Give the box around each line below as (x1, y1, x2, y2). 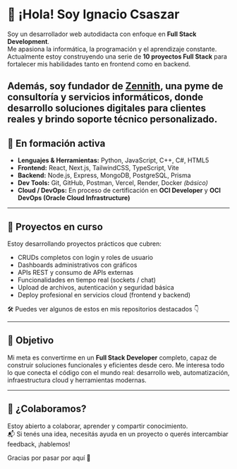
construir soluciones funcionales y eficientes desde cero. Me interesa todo (7, 360, 225, 369)
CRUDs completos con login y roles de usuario (17, 253, 154, 261)
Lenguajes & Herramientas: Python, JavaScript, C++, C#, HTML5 (17, 156, 209, 165)
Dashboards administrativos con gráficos (17, 261, 138, 269)
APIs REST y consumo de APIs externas (17, 268, 134, 276)
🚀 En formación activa (7, 137, 106, 149)
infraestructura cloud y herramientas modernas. (7, 376, 147, 384)
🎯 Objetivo (7, 335, 54, 347)
